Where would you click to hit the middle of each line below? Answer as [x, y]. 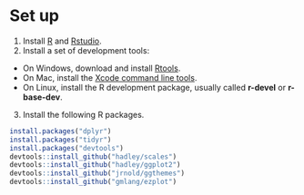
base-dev [41, 97]
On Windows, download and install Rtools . [101, 68]
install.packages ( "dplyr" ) [61, 131]
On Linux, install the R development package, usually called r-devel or [154, 87]
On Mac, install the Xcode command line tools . [110, 77]
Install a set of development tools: [86, 50]
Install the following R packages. [83, 114]
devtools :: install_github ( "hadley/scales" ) [93, 156]
